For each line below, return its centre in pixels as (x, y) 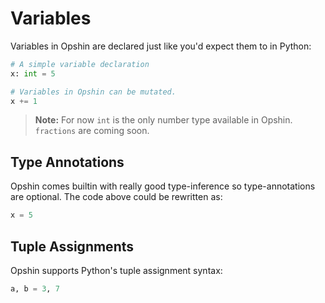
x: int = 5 (33, 73)
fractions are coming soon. (92, 131)
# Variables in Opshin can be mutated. (93, 92)
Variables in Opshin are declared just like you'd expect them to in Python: (161, 46)
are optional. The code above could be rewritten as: (116, 197)
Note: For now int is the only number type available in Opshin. (163, 120)
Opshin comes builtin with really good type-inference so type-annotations (163, 186)
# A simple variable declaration (80, 64)
